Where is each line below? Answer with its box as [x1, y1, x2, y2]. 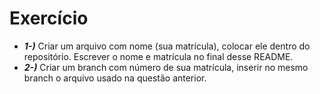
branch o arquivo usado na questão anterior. [23, 72, 207, 84]
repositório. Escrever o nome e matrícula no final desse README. [23, 50, 294, 62]
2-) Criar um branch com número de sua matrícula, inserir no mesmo [23, 61, 309, 73]
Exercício [9, 7, 89, 30]
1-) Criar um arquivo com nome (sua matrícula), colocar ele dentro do [23, 40, 311, 52]
